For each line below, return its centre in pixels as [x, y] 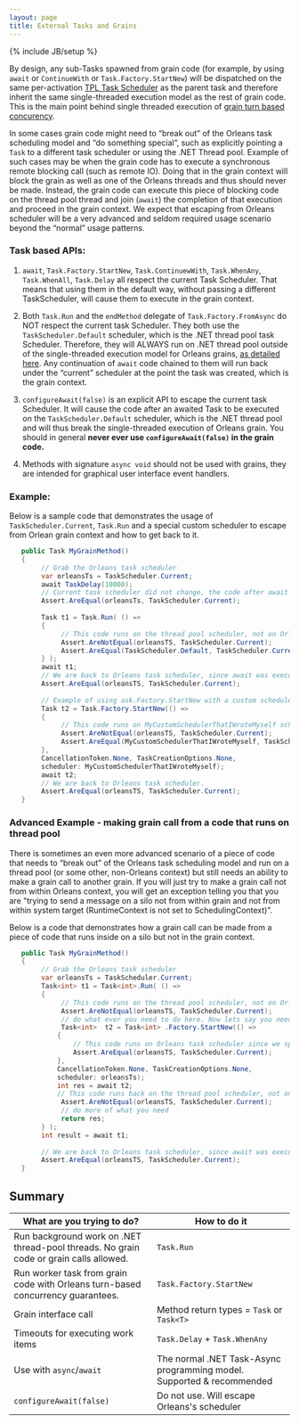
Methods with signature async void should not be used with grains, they [154, 463]
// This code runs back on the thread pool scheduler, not [168, 1094]
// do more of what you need [115, 1110]
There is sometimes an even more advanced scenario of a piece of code [142, 853]
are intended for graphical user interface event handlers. [125, 473]
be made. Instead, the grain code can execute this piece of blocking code [144, 190]
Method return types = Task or [220, 1309]
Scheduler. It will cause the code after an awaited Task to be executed [151, 409]
